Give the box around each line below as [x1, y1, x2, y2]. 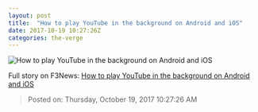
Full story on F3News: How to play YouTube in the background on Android [8, 71, 250, 80]
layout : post [8, 11, 52, 20]
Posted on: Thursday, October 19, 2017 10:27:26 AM [27, 95, 198, 104]
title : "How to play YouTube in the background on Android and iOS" [8, 19, 244, 27]
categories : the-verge [8, 33, 83, 42]
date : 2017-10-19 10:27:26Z [8, 26, 102, 34]
